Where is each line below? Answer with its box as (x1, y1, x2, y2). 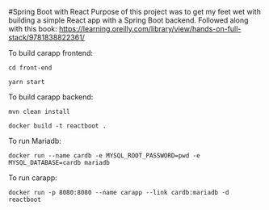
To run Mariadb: (8, 136, 62, 145)
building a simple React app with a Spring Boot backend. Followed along (8, 15, 249, 25)
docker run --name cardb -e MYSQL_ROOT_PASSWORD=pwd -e (8, 152, 200, 160)
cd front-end (8, 64, 53, 72)
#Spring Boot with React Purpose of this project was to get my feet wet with (8, 7, 261, 16)
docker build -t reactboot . (8, 122, 107, 130)
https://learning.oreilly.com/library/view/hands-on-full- (59, 24, 242, 33)
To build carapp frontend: (8, 48, 93, 57)
